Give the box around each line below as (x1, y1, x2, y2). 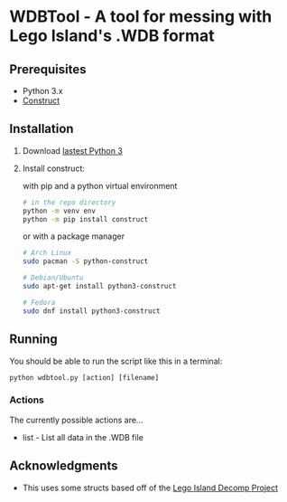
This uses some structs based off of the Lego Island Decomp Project (22, 482, 278, 493)
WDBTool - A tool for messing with (9, 6, 273, 27)
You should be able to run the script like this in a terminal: (9, 355, 223, 366)
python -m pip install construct (22, 214, 149, 223)
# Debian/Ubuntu (22, 273, 84, 282)
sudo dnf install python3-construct (22, 306, 161, 316)
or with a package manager (22, 231, 125, 242)
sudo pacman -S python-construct (22, 257, 149, 266)
